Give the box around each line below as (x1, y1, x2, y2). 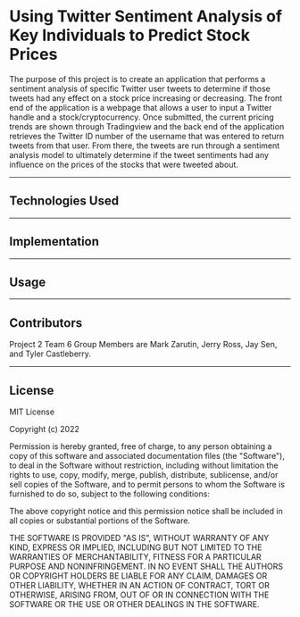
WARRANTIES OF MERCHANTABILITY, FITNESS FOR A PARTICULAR (9, 552, 262, 562)
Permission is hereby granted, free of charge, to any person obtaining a (9, 441, 272, 452)
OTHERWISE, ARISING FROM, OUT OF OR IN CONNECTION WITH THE (9, 589, 270, 600)
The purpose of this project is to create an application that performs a (9, 73, 266, 84)
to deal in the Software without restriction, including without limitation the (9, 460, 279, 471)
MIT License (9, 406, 55, 417)
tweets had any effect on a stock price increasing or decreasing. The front (9, 92, 283, 104)
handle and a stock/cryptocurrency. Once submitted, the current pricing (9, 112, 274, 122)
